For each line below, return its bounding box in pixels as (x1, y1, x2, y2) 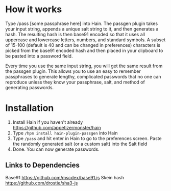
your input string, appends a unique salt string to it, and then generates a (5, 25, 159, 32)
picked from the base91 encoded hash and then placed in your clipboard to (5, 47, 163, 53)
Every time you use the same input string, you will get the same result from (5, 63, 163, 69)
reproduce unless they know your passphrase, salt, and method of (5, 79, 145, 85)
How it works (5, 4, 62, 15)
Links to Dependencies (5, 161, 80, 170)
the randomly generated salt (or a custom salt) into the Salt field (12, 141, 148, 147)
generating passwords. (5, 84, 54, 90)
